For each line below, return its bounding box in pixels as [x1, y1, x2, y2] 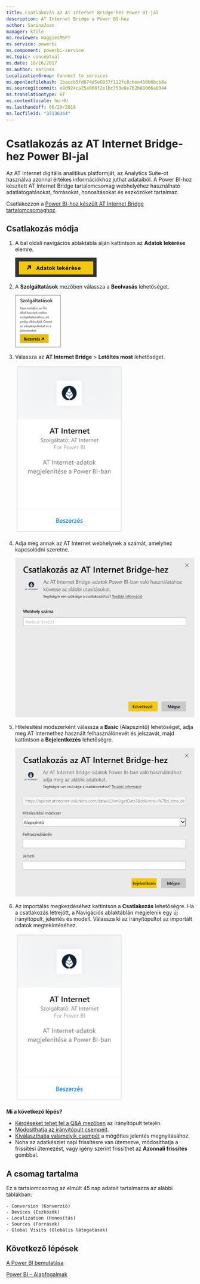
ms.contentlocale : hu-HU [6, 98, 68, 104]
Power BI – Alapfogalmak [6, 1271, 67, 1278]
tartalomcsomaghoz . [6, 206, 57, 213]
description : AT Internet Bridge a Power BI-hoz [6, 16, 130, 22]
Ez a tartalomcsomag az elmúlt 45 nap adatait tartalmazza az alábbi [6, 1185, 173, 1192]
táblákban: [6, 1191, 32, 1198]
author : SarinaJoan [6, 22, 55, 28]
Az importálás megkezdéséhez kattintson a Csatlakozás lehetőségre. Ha [14, 903, 194, 910]
